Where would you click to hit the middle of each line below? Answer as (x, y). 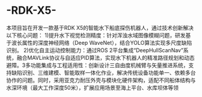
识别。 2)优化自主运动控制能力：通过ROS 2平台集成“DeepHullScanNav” (95, 50)
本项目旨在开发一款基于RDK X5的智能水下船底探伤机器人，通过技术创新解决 (100, 28)
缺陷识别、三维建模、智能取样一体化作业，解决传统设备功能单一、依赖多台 (103, 72)
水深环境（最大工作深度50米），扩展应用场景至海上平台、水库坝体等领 (93, 87)
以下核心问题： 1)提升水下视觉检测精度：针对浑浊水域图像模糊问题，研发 (96, 35)
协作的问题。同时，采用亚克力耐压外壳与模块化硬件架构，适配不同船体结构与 (101, 80)
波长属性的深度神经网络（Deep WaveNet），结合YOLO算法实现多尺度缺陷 (102, 43)
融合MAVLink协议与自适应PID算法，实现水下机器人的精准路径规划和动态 (106, 57)
